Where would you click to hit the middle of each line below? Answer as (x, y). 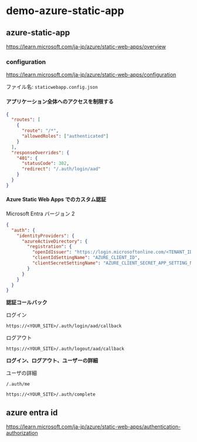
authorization (22, 433)
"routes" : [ (26, 120)
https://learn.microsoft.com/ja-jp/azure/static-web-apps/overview (86, 46)
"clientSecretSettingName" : (66, 263)
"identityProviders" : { (46, 236)
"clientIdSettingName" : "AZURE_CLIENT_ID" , (86, 258)
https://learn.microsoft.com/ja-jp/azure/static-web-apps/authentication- (94, 427)
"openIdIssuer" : (52, 252)
